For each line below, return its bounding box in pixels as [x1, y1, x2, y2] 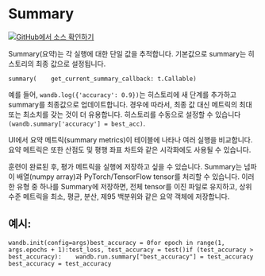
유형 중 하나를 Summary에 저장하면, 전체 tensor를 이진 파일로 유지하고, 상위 [16, 181, 252, 191]
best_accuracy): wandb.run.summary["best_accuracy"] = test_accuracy [8, 252, 254, 261]
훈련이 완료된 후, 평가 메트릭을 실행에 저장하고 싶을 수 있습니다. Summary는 [8, 161, 243, 171]
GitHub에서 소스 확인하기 [16, 32, 94, 41]
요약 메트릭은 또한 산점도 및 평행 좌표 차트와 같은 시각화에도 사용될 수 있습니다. [8, 145, 252, 154]
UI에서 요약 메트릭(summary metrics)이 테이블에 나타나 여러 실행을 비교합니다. [8, 134, 253, 144]
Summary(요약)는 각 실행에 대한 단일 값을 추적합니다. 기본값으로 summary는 [8, 49, 247, 58]
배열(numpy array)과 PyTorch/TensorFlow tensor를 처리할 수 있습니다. [16, 172, 240, 181]
